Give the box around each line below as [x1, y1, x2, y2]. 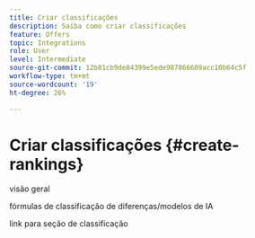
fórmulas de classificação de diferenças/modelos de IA [9, 201, 214, 212]
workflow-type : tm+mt [9, 72, 91, 81]
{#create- [164, 135, 240, 155]
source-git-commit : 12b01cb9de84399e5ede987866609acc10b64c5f [9, 64, 247, 73]
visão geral [9, 183, 51, 194]
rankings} [9, 154, 84, 174]
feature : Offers [9, 30, 70, 39]
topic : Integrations [9, 38, 87, 48]
